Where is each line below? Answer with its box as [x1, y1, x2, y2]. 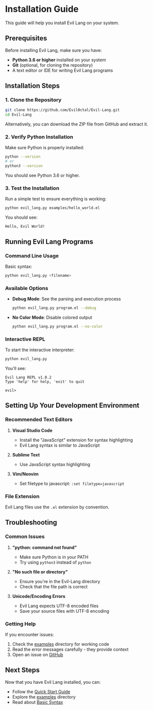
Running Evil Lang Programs [5, 237, 93, 246]
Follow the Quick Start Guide [12, 688, 70, 695]
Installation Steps [5, 82, 60, 90]
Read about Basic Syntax [12, 699, 63, 705]
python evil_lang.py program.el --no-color [12, 324, 103, 329]
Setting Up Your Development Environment [5, 401, 139, 410]
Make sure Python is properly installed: [5, 145, 85, 151]
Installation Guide [5, 3, 79, 15]
